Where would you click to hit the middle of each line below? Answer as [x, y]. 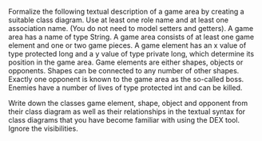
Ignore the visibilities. [43, 128]
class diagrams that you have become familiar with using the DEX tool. [124, 120]
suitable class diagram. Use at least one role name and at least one [119, 20]
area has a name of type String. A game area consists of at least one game [131, 37]
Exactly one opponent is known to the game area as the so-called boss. [126, 79]
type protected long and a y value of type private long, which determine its [131, 54]
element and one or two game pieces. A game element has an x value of [127, 45]
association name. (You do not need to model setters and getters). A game [131, 28]
